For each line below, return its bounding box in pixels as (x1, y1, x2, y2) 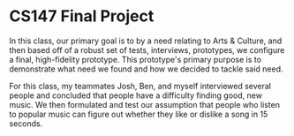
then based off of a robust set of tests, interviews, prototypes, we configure (9, 44, 285, 55)
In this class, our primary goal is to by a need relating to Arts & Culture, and (9, 35, 283, 46)
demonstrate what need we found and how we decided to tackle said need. (9, 64, 283, 74)
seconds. (9, 117, 43, 129)
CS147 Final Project (9, 6, 155, 26)
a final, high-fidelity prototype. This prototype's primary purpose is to (9, 54, 262, 64)
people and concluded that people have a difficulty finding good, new (9, 90, 263, 101)
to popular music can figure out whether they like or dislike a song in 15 (9, 109, 268, 119)
